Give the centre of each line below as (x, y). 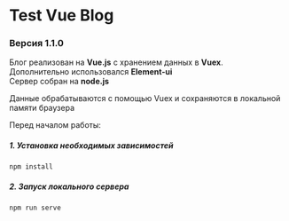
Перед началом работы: (55, 125)
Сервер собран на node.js (59, 82)
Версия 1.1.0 (37, 43)
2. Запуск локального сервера (69, 186)
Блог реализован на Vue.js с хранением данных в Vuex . (116, 62)
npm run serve (35, 208)
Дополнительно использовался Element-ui (91, 72)
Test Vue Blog (62, 16)
